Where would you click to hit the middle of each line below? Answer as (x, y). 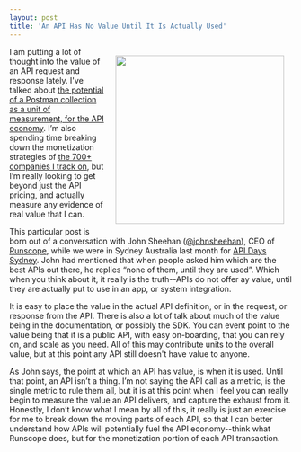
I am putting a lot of (45, 51)
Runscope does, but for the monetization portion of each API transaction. (145, 438)
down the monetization (52, 147)
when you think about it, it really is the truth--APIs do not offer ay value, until (150, 279)
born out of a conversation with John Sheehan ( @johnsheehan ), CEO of (142, 241)
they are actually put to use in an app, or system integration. (120, 288)
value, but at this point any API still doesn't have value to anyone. (129, 354)
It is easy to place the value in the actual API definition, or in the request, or (148, 306)
